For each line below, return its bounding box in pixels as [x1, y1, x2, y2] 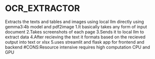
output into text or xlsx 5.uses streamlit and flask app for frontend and [5, 39, 144, 45]
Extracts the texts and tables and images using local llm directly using [5, 19, 144, 24]
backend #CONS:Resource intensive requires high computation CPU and [5, 44, 150, 50]
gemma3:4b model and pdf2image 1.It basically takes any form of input [5, 24, 147, 29]
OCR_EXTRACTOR [5, 3, 80, 14]
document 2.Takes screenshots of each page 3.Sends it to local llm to [5, 29, 144, 35]
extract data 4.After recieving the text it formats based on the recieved [5, 34, 146, 40]
